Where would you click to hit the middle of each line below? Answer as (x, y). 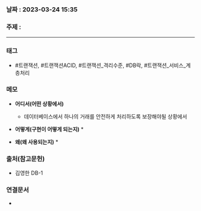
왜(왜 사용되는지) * (36, 142)
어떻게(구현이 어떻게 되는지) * (49, 129)
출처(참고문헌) (25, 158)
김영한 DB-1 (29, 173)
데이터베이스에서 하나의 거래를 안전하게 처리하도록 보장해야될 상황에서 (105, 116)
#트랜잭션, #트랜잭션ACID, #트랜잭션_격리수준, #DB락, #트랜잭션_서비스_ (100, 65)
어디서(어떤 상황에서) (39, 103)
